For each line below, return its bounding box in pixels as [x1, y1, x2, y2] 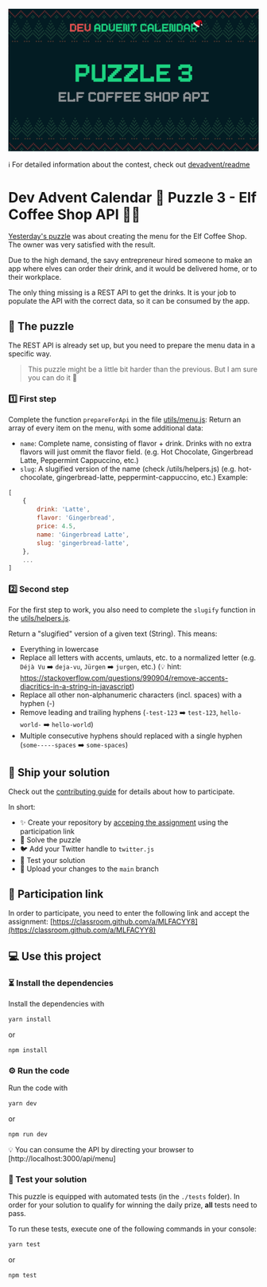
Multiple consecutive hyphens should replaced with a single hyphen [19, 731, 242, 740]
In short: [8, 802, 36, 812]
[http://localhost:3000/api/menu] [8, 1153, 117, 1163]
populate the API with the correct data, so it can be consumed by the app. [8, 296, 250, 306]
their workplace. [8, 273, 62, 282]
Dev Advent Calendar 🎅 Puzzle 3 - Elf [8, 188, 257, 206]
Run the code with [8, 1083, 68, 1093]
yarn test [8, 1240, 41, 1248]
